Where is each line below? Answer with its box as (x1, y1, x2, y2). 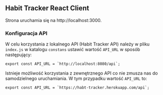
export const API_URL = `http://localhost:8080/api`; (5, 61, 121, 66)
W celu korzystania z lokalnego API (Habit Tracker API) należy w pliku (5, 41, 150, 47)
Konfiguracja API (5, 29, 48, 36)
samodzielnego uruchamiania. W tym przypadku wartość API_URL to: (5, 75, 147, 81)
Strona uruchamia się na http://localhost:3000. (5, 17, 102, 23)
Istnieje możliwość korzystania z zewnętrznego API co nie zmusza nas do (5, 70, 158, 76)
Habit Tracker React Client (5, 4, 90, 12)
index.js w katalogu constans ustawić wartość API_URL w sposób (5, 46, 140, 52)
